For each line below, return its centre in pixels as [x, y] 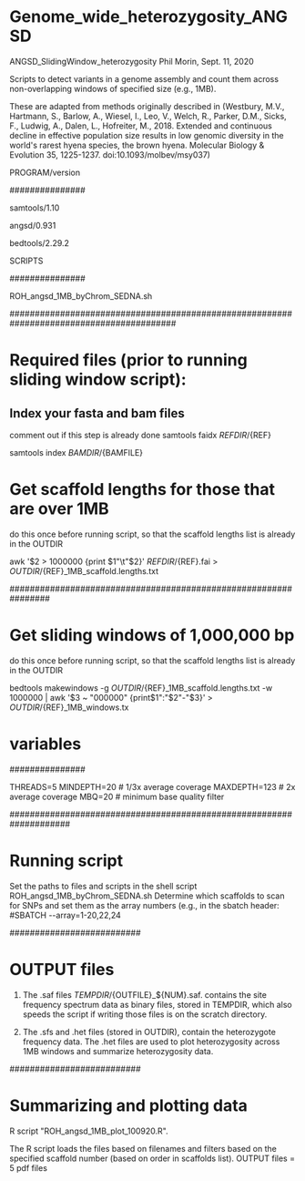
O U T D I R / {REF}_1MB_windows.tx [69, 707]
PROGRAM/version [45, 172]
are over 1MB [59, 509]
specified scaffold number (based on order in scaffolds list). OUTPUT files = [152, 1158]
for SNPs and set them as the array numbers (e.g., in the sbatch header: [144, 905]
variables [46, 744]
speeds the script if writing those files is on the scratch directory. [145, 1014]
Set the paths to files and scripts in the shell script [103, 886]
